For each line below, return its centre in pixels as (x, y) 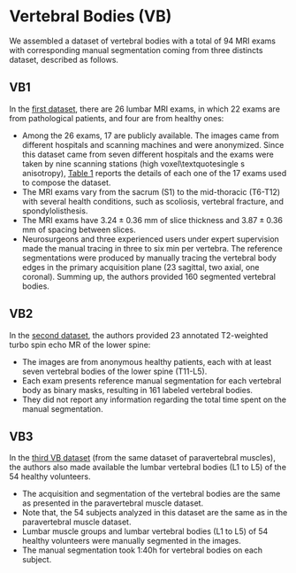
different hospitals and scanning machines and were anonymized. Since (153, 144)
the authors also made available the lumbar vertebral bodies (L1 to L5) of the (148, 468)
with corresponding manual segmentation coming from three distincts (136, 50)
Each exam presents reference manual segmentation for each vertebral (152, 380)
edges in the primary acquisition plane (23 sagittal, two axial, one (140, 267)
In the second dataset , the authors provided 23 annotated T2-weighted (139, 335)
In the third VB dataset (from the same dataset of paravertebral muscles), (142, 458)
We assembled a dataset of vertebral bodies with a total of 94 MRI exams (143, 41)
